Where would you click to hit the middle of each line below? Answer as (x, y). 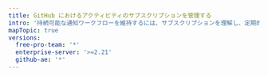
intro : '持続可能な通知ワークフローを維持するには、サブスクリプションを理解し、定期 (132, 23)
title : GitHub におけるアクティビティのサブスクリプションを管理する (110, 15)
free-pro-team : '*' (48, 45)
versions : (25, 38)
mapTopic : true (33, 30)
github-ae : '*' (41, 60)
